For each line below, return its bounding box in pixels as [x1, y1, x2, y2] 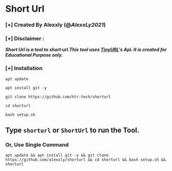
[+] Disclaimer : [5, 35, 45, 42]
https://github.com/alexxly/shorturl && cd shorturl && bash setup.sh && [5, 157, 166, 162]
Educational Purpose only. [5, 52, 63, 58]
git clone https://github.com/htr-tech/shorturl [5, 94, 111, 100]
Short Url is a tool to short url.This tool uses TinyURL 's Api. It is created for [5, 46, 167, 53]
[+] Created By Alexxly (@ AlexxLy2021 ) [5, 21, 106, 29]
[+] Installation [5, 65, 42, 72]
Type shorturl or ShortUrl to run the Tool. [5, 126, 140, 135]
